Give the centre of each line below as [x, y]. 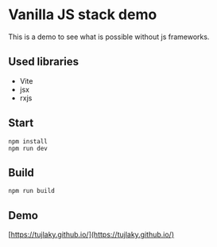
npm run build [32, 191]
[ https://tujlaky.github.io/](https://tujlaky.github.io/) [91, 235]
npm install [28, 141]
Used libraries [44, 62]
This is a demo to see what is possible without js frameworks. [109, 37]
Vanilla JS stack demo [83, 15]
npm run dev [28, 148]
